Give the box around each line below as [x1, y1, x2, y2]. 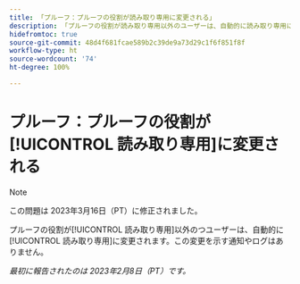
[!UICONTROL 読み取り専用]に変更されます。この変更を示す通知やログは [9, 235, 277, 246]
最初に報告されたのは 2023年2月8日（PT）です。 [9, 265, 191, 276]
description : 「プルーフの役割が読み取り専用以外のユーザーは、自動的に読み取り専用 [9, 21, 287, 30]
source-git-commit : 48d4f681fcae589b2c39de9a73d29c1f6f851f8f [9, 38, 246, 47]
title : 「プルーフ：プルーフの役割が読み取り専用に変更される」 [9, 13, 216, 22]
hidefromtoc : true [9, 29, 78, 38]
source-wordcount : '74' [9, 54, 98, 63]
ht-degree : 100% [9, 63, 70, 72]
